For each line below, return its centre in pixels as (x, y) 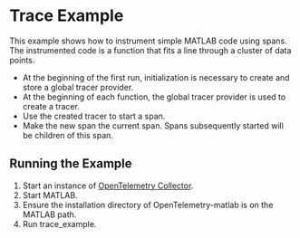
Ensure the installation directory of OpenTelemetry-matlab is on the (148, 205)
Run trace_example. (59, 224)
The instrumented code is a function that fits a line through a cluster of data (150, 50)
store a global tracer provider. (78, 87)
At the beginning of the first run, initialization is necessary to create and (156, 77)
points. (22, 60)
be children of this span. (68, 135)
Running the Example (71, 164)
